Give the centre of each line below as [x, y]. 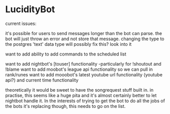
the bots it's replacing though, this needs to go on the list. [65, 106]
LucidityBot [30, 9]
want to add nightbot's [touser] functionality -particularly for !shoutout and [83, 64]
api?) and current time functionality [42, 80]
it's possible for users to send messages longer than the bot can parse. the [84, 33]
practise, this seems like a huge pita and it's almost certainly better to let [81, 95]
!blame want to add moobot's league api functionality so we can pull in [79, 69]
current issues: [21, 23]
